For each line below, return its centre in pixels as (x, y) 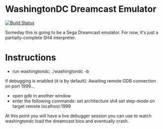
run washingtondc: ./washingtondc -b (51, 71)
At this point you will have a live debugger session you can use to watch (78, 116)
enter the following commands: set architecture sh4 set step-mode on (83, 101)
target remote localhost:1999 (41, 106)
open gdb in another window (41, 95)
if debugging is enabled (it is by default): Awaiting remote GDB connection (81, 81)
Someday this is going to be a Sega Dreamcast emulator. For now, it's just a (82, 32)
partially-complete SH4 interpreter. (41, 38)
